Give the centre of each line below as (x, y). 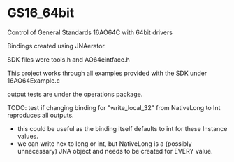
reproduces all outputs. (41, 115)
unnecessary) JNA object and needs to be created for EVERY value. (115, 151)
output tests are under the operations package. (75, 94)
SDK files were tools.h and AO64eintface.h (69, 59)
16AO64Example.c (34, 80)
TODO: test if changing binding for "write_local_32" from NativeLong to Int (114, 107)
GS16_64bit (41, 13)
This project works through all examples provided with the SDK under (107, 73)
